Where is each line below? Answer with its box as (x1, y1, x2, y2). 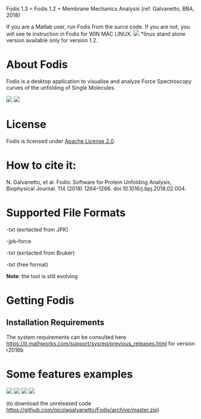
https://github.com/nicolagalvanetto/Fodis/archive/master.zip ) (6, 406, 160, 413)
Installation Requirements (6, 317, 105, 327)
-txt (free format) (6, 261, 49, 268)
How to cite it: (6, 159, 77, 172)
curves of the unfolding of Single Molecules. (6, 84, 116, 91)
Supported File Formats (6, 206, 126, 219)
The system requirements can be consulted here (6, 334, 127, 341)
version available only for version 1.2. (6, 37, 98, 44)
